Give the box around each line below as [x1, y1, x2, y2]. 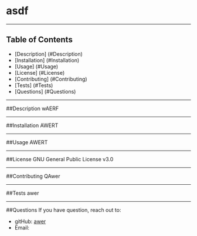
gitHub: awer [14, 218, 46, 225]
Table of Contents [6, 35, 73, 45]
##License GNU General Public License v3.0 [6, 155, 114, 162]
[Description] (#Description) [14, 50, 83, 57]
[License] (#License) [14, 69, 65, 76]
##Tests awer [6, 190, 39, 197]
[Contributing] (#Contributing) [14, 75, 87, 82]
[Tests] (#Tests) [14, 81, 53, 89]
